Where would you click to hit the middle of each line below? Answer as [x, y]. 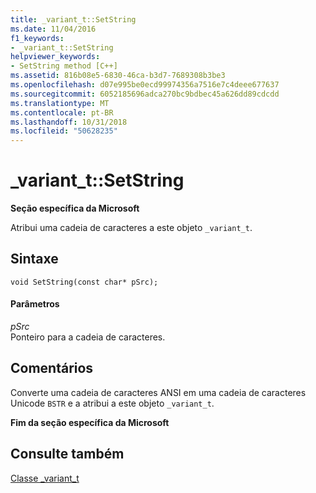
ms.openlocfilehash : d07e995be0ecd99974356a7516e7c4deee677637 [145, 85]
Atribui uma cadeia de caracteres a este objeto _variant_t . [131, 228]
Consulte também [67, 454]
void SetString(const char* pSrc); [84, 282]
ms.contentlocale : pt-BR [62, 112]
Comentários [52, 368]
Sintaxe [34, 259]
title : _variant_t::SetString [73, 19]
